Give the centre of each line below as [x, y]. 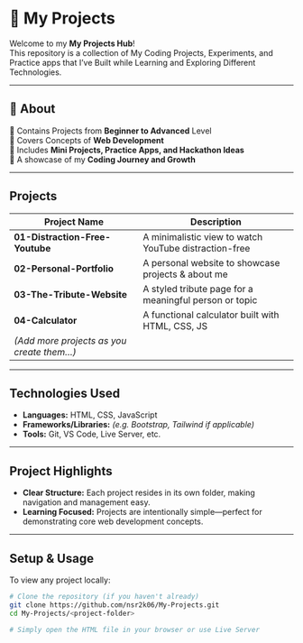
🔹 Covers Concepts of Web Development [87, 140]
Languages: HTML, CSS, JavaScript [90, 415]
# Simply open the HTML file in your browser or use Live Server [134, 629]
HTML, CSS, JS [175, 326]
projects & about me [185, 274]
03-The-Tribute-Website [71, 294]
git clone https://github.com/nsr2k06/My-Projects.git [115, 605]
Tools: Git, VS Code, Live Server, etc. [92, 434]
